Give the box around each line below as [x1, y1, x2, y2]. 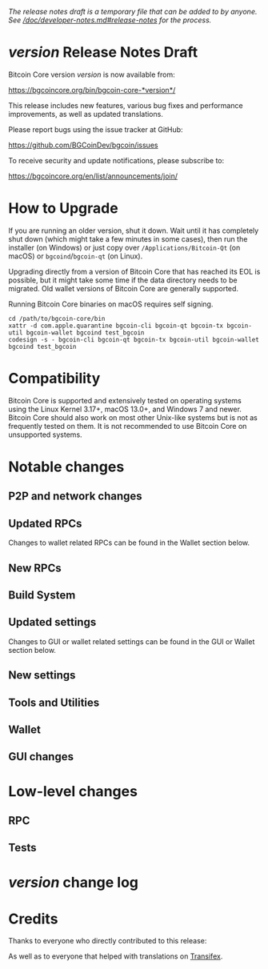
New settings [8, 668, 76, 683]
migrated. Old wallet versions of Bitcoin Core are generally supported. [8, 283, 238, 293]
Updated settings [8, 615, 97, 629]
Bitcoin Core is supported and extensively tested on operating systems [8, 395, 242, 405]
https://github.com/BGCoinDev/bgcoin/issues [8, 140, 158, 150]
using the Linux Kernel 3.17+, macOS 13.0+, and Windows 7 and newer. [8, 404, 242, 414]
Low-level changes [8, 782, 138, 800]
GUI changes [8, 750, 74, 763]
